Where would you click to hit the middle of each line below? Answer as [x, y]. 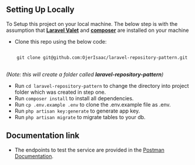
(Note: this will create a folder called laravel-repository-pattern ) [85, 74]
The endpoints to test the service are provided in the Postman [89, 150]
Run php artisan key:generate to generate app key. [77, 111]
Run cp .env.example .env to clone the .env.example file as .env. [93, 104]
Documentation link [43, 136]
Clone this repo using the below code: [60, 41]
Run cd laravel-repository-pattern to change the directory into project [102, 85]
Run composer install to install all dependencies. [74, 98]
